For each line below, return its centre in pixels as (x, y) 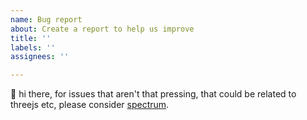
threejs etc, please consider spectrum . (90, 105)
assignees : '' (40, 57)
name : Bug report (46, 19)
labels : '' (33, 47)
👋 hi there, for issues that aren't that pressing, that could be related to (153, 94)
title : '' (31, 38)
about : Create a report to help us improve (102, 29)
